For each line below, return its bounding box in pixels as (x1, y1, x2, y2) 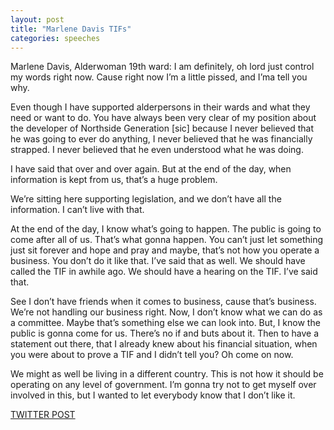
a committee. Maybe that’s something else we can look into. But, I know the (10, 317, 321, 329)
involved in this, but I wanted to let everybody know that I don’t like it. (10, 389, 296, 401)
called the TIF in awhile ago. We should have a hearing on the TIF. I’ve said (10, 266, 318, 278)
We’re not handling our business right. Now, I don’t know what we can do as (10, 306, 323, 318)
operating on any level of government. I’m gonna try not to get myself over (10, 379, 317, 391)
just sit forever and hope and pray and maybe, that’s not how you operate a (10, 244, 320, 256)
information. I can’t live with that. (10, 204, 145, 216)
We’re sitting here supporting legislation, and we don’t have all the (10, 193, 282, 205)
